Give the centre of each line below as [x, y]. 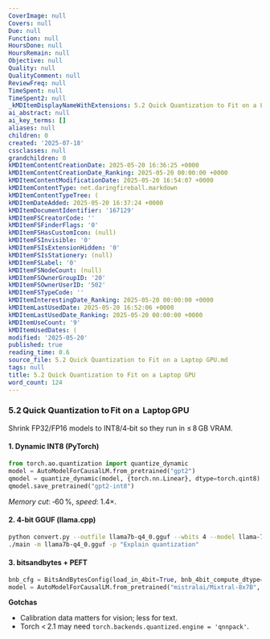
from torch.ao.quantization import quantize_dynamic [98, 464]
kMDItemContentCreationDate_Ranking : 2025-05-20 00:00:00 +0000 [118, 173]
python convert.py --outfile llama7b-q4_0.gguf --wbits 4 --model [122, 537]
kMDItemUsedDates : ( [43, 330]
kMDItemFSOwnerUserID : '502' [57, 285]
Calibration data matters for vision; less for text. [99, 618]
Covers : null [30, 23]
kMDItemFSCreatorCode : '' [51, 218]
